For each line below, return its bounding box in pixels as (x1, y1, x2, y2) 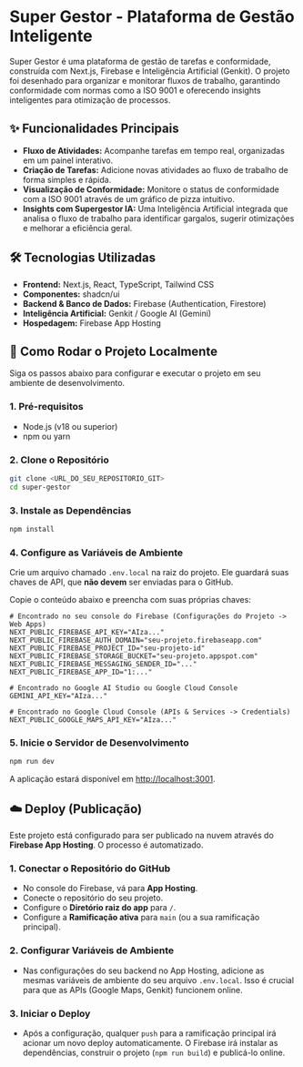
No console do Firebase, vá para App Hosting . (22, 883, 198, 894)
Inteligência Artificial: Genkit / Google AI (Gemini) (22, 308, 212, 319)
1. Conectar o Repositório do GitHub (9, 862, 171, 875)
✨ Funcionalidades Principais (9, 121, 179, 137)
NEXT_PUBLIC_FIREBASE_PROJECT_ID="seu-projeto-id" (9, 644, 206, 653)
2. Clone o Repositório (9, 453, 109, 466)
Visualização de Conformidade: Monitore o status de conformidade (22, 184, 279, 195)
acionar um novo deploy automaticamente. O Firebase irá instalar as (22, 1038, 278, 1049)
